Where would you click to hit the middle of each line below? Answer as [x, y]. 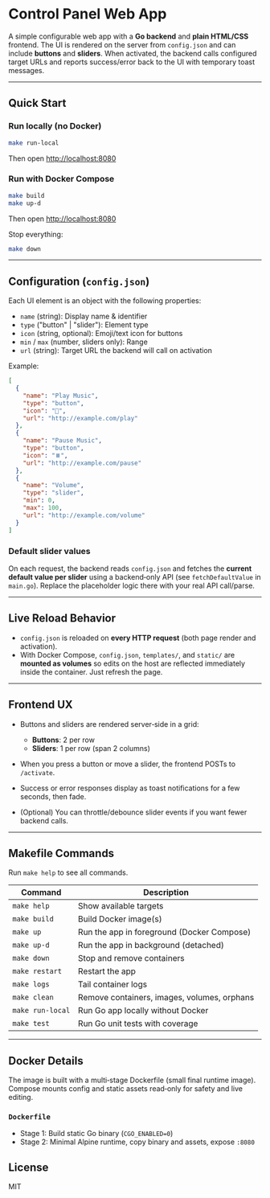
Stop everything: [36, 234]
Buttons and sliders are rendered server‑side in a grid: [109, 724]
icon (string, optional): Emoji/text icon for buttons [101, 334]
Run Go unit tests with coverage [138, 1024]
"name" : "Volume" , [53, 486]
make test [31, 1024]
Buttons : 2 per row [63, 740]
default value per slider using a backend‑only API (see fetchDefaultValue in [135, 576]
